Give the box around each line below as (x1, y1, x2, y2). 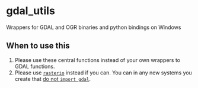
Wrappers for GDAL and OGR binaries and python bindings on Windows (6, 24, 181, 31)
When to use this (6, 41, 70, 51)
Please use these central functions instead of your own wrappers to (14, 56, 181, 63)
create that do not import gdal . (14, 75, 91, 82)
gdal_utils (6, 4, 55, 18)
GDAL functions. (14, 63, 55, 70)
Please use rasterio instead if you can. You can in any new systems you (14, 69, 193, 76)
